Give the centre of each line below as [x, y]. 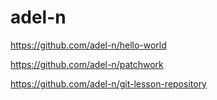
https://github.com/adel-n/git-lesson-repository [108, 83]
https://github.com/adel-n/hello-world [88, 45]
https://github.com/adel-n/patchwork [87, 64]
